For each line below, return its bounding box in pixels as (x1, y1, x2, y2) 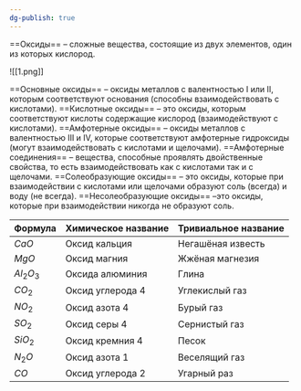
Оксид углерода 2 (65, 366, 146, 379)
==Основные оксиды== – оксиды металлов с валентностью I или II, (9, 83, 274, 94)
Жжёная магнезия (177, 252, 260, 265)
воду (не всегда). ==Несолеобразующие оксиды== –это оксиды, (9, 190, 264, 201)
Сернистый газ (177, 317, 244, 330)
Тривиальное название (177, 221, 285, 234)
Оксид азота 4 (65, 301, 130, 313)
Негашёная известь (177, 237, 265, 249)
